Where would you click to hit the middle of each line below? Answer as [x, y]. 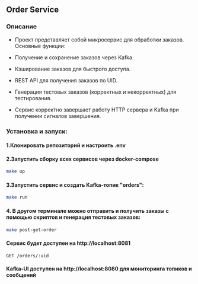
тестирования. [33, 98]
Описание [22, 27]
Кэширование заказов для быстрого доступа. [73, 69]
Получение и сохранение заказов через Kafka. [74, 57]
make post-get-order [32, 230]
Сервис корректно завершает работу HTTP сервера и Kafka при [97, 110]
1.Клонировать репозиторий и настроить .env [66, 145]
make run [17, 197]
